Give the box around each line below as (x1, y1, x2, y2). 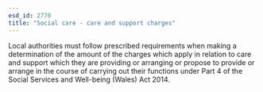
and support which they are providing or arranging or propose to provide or (8, 57, 255, 67)
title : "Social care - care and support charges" (8, 19, 176, 27)
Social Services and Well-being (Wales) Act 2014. (8, 75, 171, 84)
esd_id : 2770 (8, 11, 52, 20)
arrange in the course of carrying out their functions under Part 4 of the (8, 66, 243, 75)
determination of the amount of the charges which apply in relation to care (8, 49, 252, 59)
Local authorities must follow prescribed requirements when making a (8, 40, 237, 50)
